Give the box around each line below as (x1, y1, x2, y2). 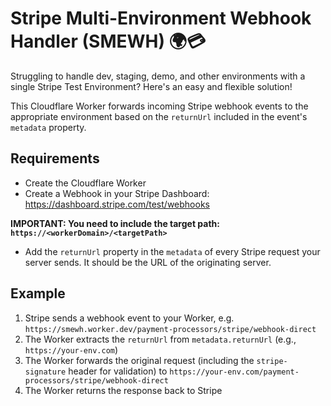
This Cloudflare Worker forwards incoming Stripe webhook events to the (10, 100, 309, 112)
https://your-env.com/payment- (169, 367, 300, 377)
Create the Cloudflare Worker (24, 177, 147, 189)
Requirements (10, 150, 100, 167)
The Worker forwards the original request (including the (24, 354, 255, 366)
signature (24, 367, 67, 377)
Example (10, 285, 66, 302)
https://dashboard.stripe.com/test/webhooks (24, 198, 210, 210)
